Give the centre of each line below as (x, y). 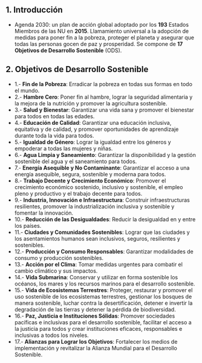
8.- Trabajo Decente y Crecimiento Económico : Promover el (90, 181)
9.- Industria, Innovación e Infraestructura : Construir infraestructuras (102, 200)
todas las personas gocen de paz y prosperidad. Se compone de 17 (99, 44)
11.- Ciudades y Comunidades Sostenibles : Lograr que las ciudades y (102, 232)
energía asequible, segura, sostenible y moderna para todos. (90, 174)
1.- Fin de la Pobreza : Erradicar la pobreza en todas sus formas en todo (103, 84)
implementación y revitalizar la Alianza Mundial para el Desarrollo (96, 348)
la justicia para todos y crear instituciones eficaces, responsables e (98, 328)
